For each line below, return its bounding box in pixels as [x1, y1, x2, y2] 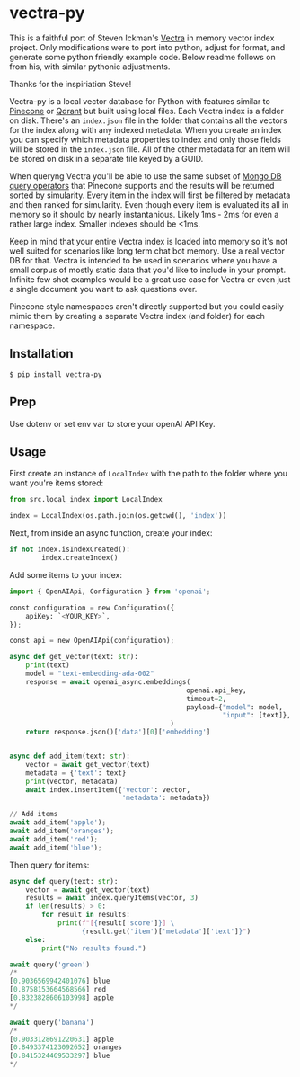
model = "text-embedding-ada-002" [25, 669, 154, 678]
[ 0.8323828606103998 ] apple [9, 993, 115, 1002]
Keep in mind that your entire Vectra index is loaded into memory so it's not [9, 236, 288, 246]
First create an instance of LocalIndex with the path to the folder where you [9, 468, 288, 479]
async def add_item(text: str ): [9, 752, 130, 761]
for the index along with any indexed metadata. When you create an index [9, 124, 282, 135]
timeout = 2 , [185, 694, 227, 703]
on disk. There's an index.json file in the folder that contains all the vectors [9, 115, 287, 126]
